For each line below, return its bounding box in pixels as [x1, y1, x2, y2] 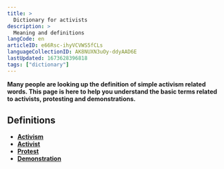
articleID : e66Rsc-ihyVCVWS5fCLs [7, 42, 103, 49]
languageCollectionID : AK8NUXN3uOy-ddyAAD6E [7, 49, 137, 56]
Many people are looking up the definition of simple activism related [7, 80, 206, 88]
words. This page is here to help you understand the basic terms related [7, 87, 218, 95]
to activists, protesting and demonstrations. [7, 94, 136, 103]
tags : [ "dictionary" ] [7, 61, 70, 68]
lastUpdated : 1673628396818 [7, 55, 88, 62]
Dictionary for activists [13, 16, 88, 23]
